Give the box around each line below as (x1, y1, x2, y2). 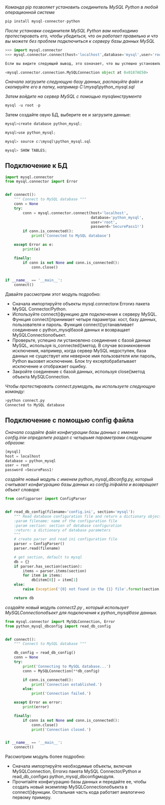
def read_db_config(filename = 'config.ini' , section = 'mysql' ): (5, 510, 135, 514)
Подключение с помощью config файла (5, 416, 134, 425)
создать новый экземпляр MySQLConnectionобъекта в (12, 784, 128, 790)
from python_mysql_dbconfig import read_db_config (5, 623, 111, 629)
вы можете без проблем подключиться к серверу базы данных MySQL (5, 38, 155, 44)
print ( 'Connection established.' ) (31, 682, 102, 687)
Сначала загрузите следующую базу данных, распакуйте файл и (5, 79, 143, 85)
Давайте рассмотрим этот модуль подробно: (5, 292, 101, 297)
